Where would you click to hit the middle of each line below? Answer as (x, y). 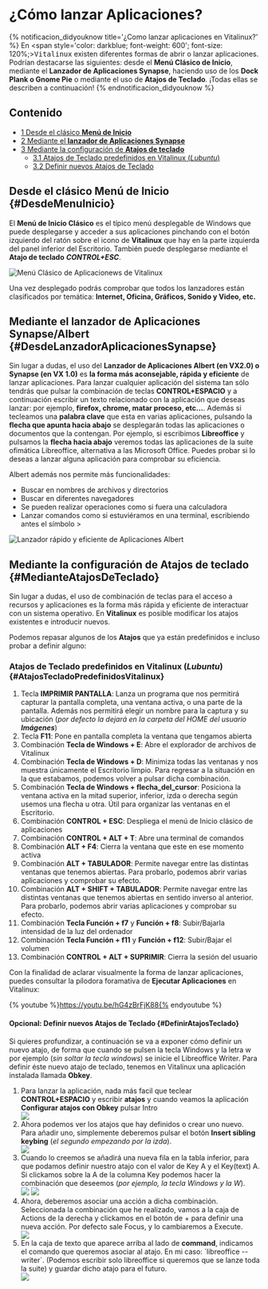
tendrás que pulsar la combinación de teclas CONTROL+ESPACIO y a (123, 391)
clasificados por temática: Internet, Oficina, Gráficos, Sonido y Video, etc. (132, 296)
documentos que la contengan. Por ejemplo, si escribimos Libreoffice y (127, 434)
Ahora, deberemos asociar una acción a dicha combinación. (119, 1201)
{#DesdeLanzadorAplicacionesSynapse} (113, 346)
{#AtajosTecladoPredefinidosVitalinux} (87, 677)
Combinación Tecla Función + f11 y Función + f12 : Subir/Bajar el (126, 940)
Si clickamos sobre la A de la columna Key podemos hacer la (120, 1174)
